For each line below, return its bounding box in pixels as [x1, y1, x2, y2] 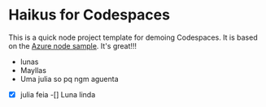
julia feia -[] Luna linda [20, 89, 96, 99]
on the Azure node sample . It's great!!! [8, 41, 137, 50]
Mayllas [20, 65, 47, 75]
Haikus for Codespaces [8, 6, 171, 24]
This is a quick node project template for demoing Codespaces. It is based [8, 32, 258, 42]
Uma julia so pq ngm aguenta [20, 74, 120, 83]
